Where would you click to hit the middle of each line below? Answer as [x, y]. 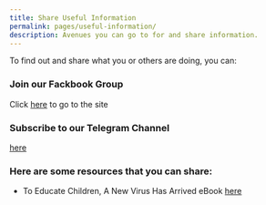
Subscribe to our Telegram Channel [90, 128]
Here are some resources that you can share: [111, 171]
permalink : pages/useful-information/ [83, 26]
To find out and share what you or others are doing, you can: [123, 61]
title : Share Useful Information [73, 18]
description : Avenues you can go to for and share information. [134, 35]
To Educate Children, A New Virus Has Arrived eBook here [132, 191]
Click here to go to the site [59, 104]
